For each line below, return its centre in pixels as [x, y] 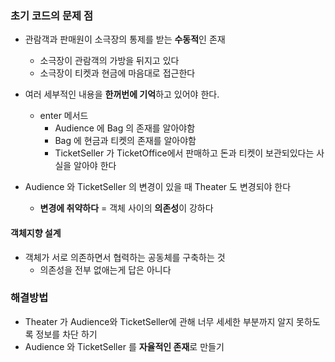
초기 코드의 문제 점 [52, 15]
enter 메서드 [64, 116]
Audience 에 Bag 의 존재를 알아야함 [125, 128]
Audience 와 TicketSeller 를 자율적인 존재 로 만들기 [124, 346]
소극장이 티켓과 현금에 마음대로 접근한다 [117, 73]
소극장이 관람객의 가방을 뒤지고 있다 [109, 61]
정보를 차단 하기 [66, 334]
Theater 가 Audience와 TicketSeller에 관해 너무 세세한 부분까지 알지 [159, 321]
